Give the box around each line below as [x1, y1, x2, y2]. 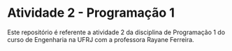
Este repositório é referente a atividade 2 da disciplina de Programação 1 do [7, 28, 226, 36]
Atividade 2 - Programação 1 [7, 5, 175, 21]
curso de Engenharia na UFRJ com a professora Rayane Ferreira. [7, 35, 194, 43]
